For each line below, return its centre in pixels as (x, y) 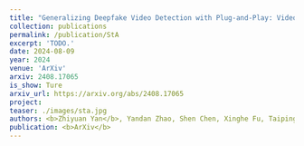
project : (26, 102)
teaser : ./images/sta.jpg (58, 111)
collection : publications (58, 26)
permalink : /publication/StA (64, 34)
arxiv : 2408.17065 (44, 77)
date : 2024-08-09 (42, 52)
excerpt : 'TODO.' (42, 43)
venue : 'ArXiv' (38, 69)
